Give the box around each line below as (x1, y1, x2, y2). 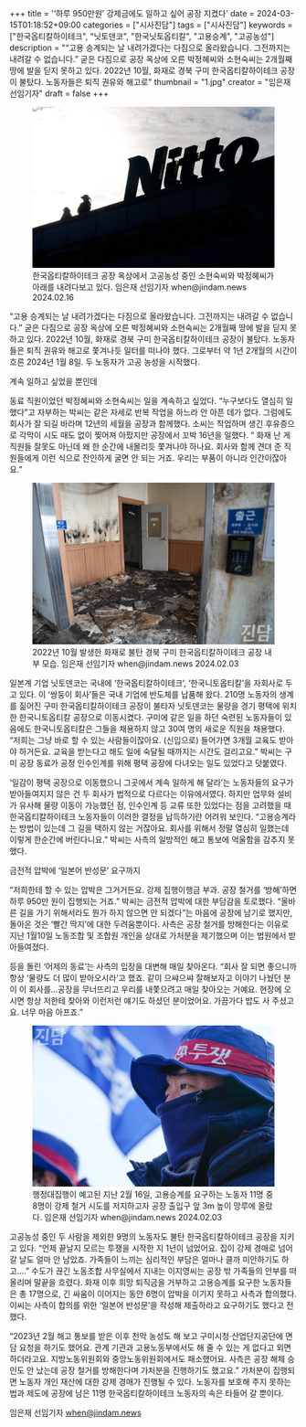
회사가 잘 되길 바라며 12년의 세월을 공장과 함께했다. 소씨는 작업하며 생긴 (9, 419, 264, 430)
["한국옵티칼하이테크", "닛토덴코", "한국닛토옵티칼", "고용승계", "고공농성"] (9, 31, 275, 41)
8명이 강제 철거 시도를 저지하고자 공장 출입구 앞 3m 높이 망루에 (32, 1200, 256, 1211)
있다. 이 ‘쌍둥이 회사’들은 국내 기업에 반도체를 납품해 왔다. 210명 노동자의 (18, 688, 278, 699)
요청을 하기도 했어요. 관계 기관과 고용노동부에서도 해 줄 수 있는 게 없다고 (18, 1342, 275, 1353)
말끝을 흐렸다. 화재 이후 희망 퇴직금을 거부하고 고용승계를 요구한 (33, 1277, 260, 1288)
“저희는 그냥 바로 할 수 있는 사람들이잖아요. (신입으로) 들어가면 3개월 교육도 (9, 734, 277, 745)
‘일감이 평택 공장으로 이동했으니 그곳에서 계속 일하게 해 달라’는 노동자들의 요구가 (9, 776, 294, 788)
